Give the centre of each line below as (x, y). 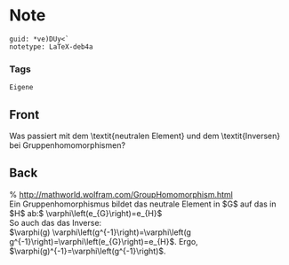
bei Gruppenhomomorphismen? (68, 145)
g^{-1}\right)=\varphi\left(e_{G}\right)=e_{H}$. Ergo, (104, 241)
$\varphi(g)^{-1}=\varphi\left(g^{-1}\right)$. (88, 251)
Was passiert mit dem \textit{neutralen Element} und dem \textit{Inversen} (145, 136)
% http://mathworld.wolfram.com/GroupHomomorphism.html (121, 194)
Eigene (21, 88)
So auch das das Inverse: (56, 222)
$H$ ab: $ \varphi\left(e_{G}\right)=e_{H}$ (86, 213)
